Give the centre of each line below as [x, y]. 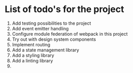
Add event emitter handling [40, 28]
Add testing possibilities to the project [52, 23]
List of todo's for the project [64, 9]
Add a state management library [46, 50]
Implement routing [31, 44]
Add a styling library [33, 55]
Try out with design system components [54, 39]
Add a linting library [32, 60]
